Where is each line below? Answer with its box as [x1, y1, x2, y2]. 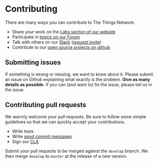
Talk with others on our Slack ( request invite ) [12, 39, 102, 45]
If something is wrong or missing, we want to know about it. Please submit [5, 71, 154, 77]
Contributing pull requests [5, 101, 86, 109]
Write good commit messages [12, 133, 72, 139]
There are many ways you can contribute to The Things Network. [5, 19, 136, 25]
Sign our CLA [12, 138, 39, 144]
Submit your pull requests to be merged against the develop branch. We [5, 148, 148, 154]
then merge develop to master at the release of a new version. [5, 153, 128, 159]
